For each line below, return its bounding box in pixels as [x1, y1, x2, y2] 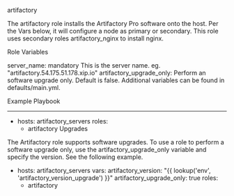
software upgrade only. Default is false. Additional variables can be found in [7, 76, 225, 84]
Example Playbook [7, 97, 61, 105]
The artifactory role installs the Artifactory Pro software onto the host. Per [7, 20, 219, 27]
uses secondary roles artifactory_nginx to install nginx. [7, 34, 164, 43]
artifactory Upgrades [27, 125, 88, 133]
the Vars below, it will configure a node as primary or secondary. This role [7, 27, 219, 35]
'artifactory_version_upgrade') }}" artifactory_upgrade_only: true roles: [17, 174, 218, 182]
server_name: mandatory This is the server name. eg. [7, 61, 161, 69]
